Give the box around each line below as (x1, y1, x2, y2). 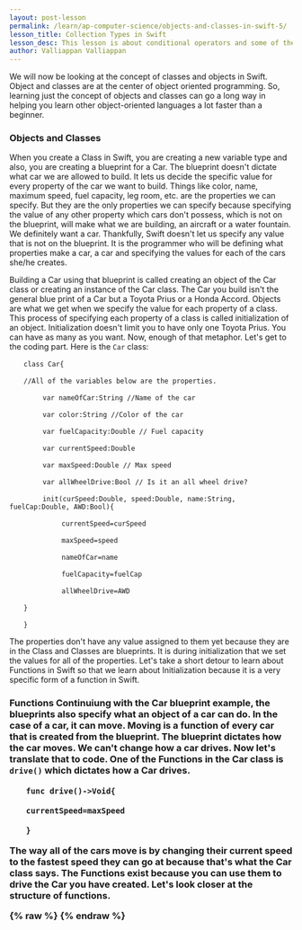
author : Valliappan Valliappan (9, 47, 127, 56)
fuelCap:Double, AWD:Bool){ (9, 502, 115, 512)
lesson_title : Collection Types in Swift (9, 30, 167, 39)
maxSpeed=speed (61, 536, 119, 545)
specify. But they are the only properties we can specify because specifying (9, 199, 292, 211)
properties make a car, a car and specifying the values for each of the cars (9, 248, 286, 259)
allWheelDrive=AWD (61, 587, 130, 596)
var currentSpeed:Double (42, 444, 136, 454)
